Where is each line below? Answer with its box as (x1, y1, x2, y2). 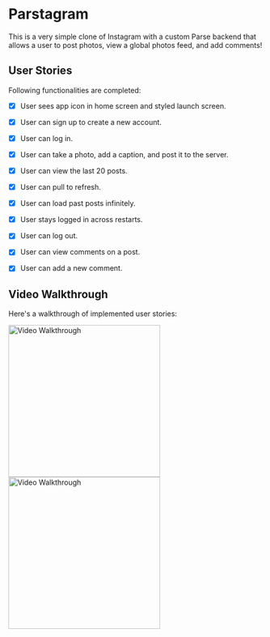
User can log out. (19, 231, 78, 241)
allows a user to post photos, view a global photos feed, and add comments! (8, 40, 263, 49)
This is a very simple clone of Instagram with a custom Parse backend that (8, 32, 257, 41)
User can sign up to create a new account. (19, 117, 162, 126)
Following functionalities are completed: (8, 85, 141, 95)
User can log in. (19, 133, 74, 143)
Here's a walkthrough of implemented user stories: (8, 309, 178, 318)
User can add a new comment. (19, 263, 123, 273)
